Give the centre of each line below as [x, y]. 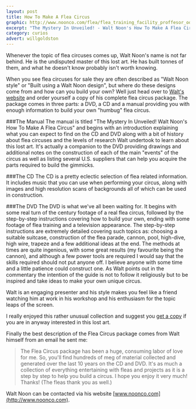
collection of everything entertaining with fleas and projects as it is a [102, 370]
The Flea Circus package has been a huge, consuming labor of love [101, 351]
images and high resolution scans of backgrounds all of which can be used [96, 189]
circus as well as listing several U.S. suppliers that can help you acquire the [96, 159]
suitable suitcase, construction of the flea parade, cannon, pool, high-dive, [96, 237]
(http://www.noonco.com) [37, 400]
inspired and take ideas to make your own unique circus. [74, 281]
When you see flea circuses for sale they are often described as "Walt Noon [97, 79]
